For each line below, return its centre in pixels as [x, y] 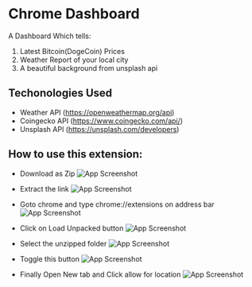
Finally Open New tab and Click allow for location [100, 274]
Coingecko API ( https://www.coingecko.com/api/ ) [101, 121]
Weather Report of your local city [74, 60]
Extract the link [45, 188]
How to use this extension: [76, 155]
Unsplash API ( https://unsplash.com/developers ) [99, 129]
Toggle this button [49, 258]
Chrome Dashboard [74, 14]
